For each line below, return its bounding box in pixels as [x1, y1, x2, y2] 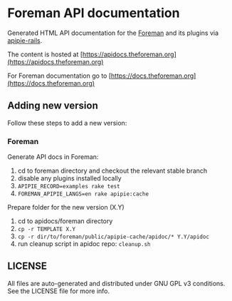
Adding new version [7, 100, 98, 112]
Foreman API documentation [7, 5, 180, 21]
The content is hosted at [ [7, 50, 83, 58]
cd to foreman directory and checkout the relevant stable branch [17, 166, 208, 175]
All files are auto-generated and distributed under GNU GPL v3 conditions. [7, 279, 226, 287]
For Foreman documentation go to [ [7, 71, 112, 80]
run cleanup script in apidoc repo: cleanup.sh [17, 240, 151, 248]
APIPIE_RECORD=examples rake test [17, 183, 120, 190]
